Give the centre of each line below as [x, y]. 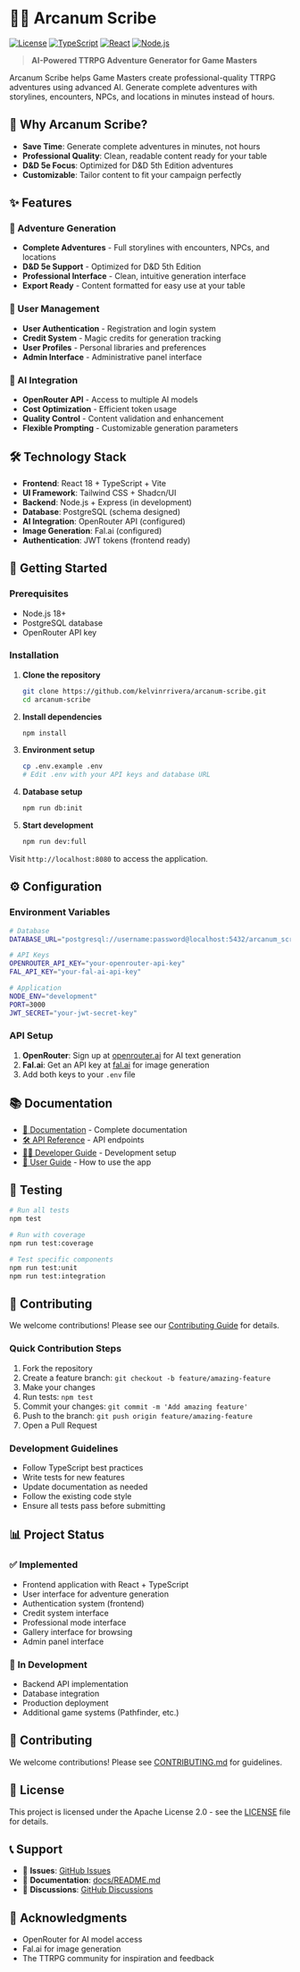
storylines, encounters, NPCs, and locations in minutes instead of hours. [142, 97]
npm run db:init [52, 808]
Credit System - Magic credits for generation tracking [121, 338]
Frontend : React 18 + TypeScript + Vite [94, 483]
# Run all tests [39, 1210]
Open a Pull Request [60, 1425]
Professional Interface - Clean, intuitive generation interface [134, 276]
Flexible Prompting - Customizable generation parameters [130, 428]
